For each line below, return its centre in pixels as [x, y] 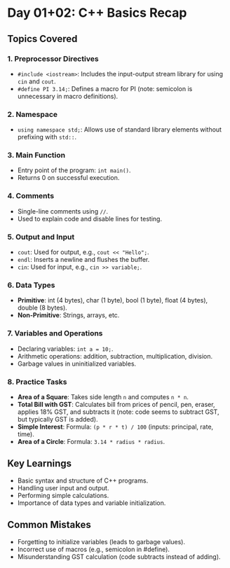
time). [26, 434]
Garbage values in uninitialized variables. [77, 363]
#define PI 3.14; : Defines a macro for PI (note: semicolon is [105, 88]
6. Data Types [31, 285]
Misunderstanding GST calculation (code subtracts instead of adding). [119, 556]
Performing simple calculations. [63, 495]
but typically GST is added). [57, 419]
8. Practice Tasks [38, 382]
